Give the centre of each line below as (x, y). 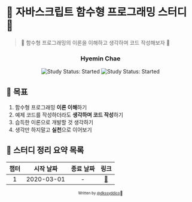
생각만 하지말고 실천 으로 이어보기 (53, 130)
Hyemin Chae (100, 59)
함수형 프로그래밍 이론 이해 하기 (51, 108)
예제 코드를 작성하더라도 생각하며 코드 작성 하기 (69, 115)
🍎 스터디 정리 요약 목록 (45, 150)
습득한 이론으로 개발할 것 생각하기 (54, 123)
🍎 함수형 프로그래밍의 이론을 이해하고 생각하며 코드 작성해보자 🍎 (95, 42)
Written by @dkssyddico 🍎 (100, 193)
